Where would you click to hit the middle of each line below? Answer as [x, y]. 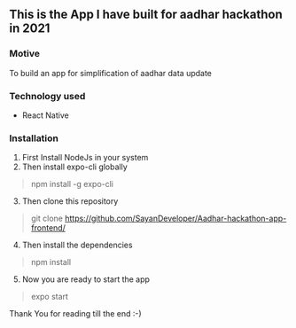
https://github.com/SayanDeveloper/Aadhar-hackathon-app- [176, 219]
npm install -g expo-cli [72, 184]
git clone [47, 219]
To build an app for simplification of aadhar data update [111, 73]
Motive [24, 54]
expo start [50, 297]
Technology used [47, 96]
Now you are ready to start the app [86, 279]
